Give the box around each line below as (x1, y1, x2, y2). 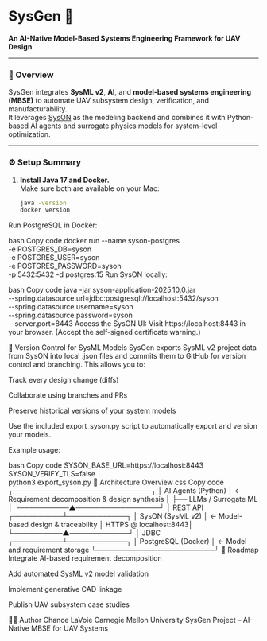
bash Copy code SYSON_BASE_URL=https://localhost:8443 (8, 460, 204, 470)
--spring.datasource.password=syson (8, 310, 133, 320)
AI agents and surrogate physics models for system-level (30, 121, 218, 130)
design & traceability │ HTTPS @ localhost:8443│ (30, 520, 193, 530)
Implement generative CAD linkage (8, 585, 122, 594)
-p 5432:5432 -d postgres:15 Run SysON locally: (8, 270, 168, 279)
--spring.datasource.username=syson (8, 302, 133, 312)
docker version (19, 206, 71, 214)
